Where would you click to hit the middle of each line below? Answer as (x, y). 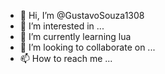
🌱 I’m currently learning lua (75, 36)
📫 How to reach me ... (66, 58)
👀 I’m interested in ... (62, 26)
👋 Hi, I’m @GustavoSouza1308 (82, 15)
